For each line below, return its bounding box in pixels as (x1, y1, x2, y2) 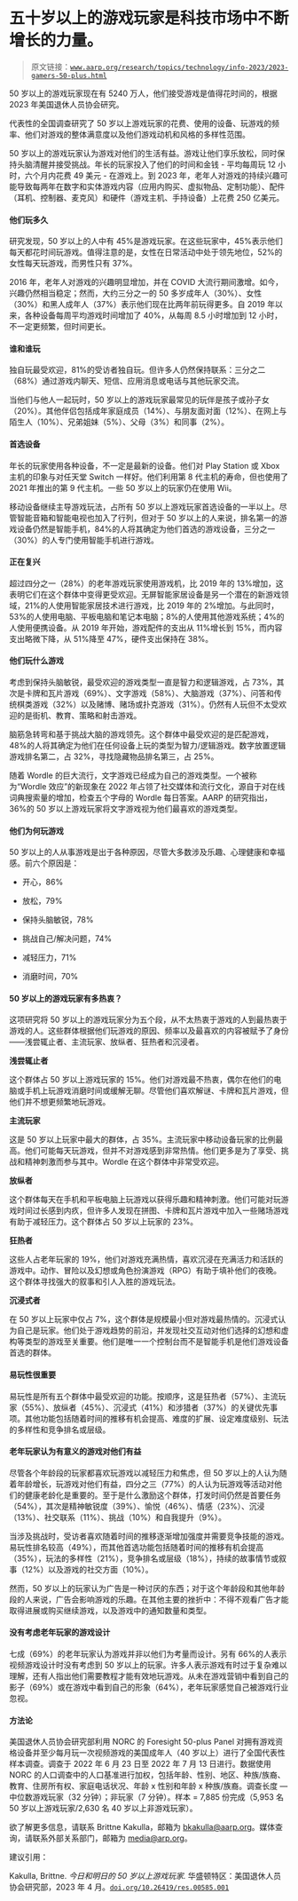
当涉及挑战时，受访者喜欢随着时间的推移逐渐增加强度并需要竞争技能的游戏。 (9, 1531, 289, 1541)
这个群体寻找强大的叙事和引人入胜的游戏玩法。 (9, 1276, 180, 1287)
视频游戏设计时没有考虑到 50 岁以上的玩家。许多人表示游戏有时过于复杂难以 (9, 1659, 288, 1670)
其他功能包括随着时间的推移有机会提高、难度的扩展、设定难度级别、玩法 (24, 1413, 289, 1423)
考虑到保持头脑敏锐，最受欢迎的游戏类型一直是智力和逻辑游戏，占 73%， (9, 677, 278, 687)
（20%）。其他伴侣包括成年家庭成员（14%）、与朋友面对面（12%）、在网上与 (9, 406, 287, 416)
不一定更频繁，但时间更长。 (9, 321, 111, 332)
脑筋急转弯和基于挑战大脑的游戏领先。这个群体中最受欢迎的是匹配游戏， (9, 729, 273, 740)
